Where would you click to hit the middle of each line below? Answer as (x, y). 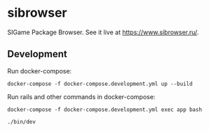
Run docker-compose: (40, 71)
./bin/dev (22, 122)
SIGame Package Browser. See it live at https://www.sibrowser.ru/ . (103, 32)
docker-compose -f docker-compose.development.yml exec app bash (104, 110)
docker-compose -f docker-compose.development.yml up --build (100, 84)
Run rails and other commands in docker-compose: (81, 96)
